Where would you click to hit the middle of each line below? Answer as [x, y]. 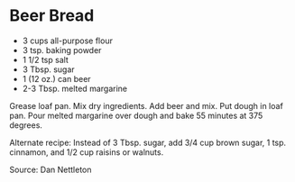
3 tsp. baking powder [62, 50]
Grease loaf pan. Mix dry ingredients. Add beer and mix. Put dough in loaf [147, 105]
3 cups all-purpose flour [67, 41]
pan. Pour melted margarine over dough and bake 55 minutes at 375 [136, 115]
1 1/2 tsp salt [46, 59]
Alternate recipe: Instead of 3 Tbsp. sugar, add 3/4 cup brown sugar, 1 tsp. [148, 142]
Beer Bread [52, 16]
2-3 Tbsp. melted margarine [75, 88]
